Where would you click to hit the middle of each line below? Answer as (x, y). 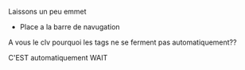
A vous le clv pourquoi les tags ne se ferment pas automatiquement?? (122, 42)
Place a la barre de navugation (70, 27)
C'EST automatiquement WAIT (58, 58)
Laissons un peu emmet (47, 12)
